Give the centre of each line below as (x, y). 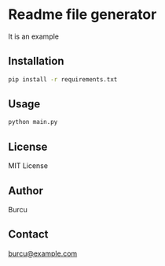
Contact (28, 234)
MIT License (28, 166)
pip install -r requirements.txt (63, 79)
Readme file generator (82, 15)
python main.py (33, 122)
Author (26, 191)
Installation (36, 61)
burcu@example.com (43, 253)
